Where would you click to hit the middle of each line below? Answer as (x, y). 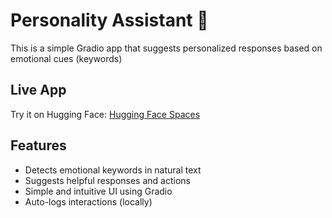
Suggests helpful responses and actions (107, 180)
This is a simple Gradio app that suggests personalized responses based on (166, 48)
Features (38, 145)
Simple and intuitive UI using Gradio (98, 191)
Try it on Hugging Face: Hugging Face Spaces (105, 114)
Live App (38, 90)
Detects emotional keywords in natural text (113, 170)
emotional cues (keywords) (66, 58)
